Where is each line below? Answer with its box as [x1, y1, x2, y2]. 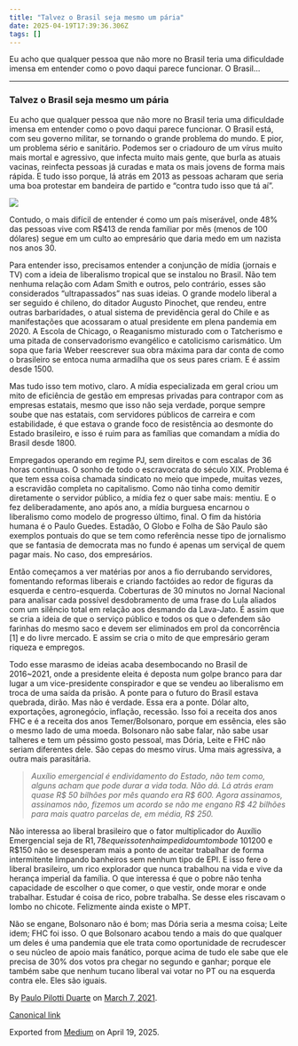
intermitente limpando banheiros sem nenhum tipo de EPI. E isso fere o [9, 854, 269, 865]
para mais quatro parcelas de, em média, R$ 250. [30, 808, 215, 818]
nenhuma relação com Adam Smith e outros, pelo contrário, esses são [9, 278, 266, 289]
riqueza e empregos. [9, 642, 85, 652]
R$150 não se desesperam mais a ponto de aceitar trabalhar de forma [9, 844, 264, 855]
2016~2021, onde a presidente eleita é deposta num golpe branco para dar [9, 668, 282, 679]
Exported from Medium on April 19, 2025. [9, 1026, 160, 1037]
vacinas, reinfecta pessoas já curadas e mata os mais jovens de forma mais [9, 161, 286, 172]
